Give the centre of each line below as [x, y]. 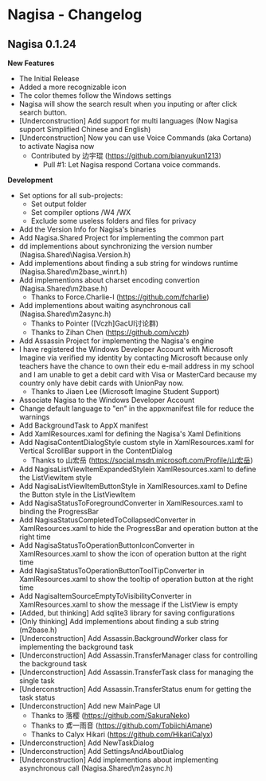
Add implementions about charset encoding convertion [110, 280]
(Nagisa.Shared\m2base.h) [63, 289]
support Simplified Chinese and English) [85, 129]
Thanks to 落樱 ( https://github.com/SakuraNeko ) [110, 715]
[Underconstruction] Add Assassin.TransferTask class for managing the [136, 672]
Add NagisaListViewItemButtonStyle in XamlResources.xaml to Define [133, 486]
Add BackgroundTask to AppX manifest [84, 425]
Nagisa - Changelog [75, 15]
